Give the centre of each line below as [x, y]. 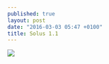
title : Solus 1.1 [33, 33]
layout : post [27, 20]
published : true [31, 14]
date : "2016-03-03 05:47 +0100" [55, 27]
